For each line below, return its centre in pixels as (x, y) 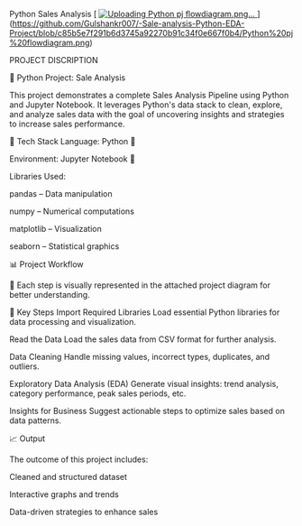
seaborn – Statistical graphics (64, 246)
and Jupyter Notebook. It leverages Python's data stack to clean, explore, (146, 105)
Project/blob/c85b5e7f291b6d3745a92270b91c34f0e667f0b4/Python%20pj (151, 33)
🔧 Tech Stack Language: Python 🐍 (73, 141)
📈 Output (27, 438)
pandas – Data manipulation (61, 194)
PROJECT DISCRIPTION (54, 60)
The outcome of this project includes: (79, 459)
